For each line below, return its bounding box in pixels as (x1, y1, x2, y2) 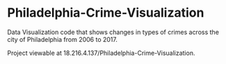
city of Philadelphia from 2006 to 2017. (7, 35, 118, 43)
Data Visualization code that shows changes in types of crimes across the (7, 28, 219, 36)
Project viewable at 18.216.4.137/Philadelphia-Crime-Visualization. (7, 49, 195, 57)
